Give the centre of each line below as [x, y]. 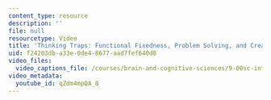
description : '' [35, 23]
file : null [27, 31]
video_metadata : [35, 76]
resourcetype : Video [43, 38]
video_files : [30, 61]
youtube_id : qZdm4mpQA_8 [57, 83]
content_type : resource [48, 16]
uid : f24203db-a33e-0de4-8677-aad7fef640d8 [83, 53]
